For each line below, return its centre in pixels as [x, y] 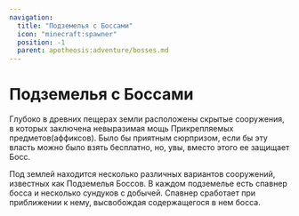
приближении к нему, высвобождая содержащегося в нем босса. [135, 203]
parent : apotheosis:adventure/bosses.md [93, 51]
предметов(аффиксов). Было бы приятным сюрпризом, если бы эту [139, 138]
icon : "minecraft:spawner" [67, 34]
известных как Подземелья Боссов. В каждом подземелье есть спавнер [148, 184]
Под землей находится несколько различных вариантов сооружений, [142, 174]
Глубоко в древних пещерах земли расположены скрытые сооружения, [147, 119]
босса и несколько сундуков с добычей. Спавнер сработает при [133, 193]
